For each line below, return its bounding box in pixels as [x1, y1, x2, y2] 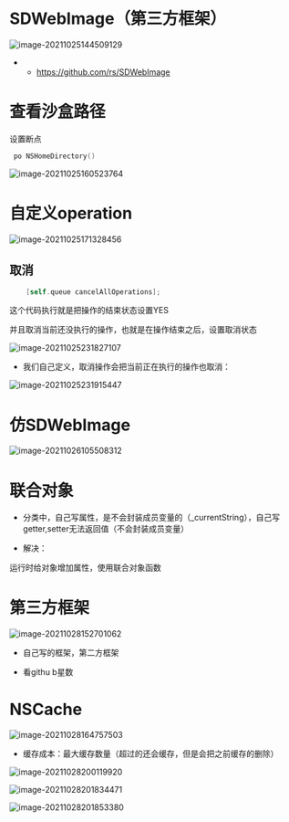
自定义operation [9, 203, 133, 224]
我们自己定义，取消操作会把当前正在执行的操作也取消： [22, 362, 231, 373]
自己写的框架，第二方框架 [22, 648, 119, 659]
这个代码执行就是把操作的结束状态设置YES [9, 305, 169, 316]
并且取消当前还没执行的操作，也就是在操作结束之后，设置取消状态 [9, 324, 257, 335]
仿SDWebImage [9, 415, 130, 435]
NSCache [9, 700, 83, 720]
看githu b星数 [22, 667, 74, 678]
